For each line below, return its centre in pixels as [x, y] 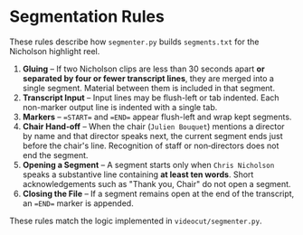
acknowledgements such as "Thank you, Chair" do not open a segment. [156, 183]
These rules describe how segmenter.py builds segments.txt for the [134, 42]
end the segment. [55, 155]
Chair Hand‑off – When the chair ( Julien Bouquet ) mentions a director [153, 126]
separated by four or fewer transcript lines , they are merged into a [148, 78]
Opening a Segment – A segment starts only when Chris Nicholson [148, 164]
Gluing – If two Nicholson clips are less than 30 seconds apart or [143, 69]
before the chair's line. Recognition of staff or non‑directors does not [151, 146]
